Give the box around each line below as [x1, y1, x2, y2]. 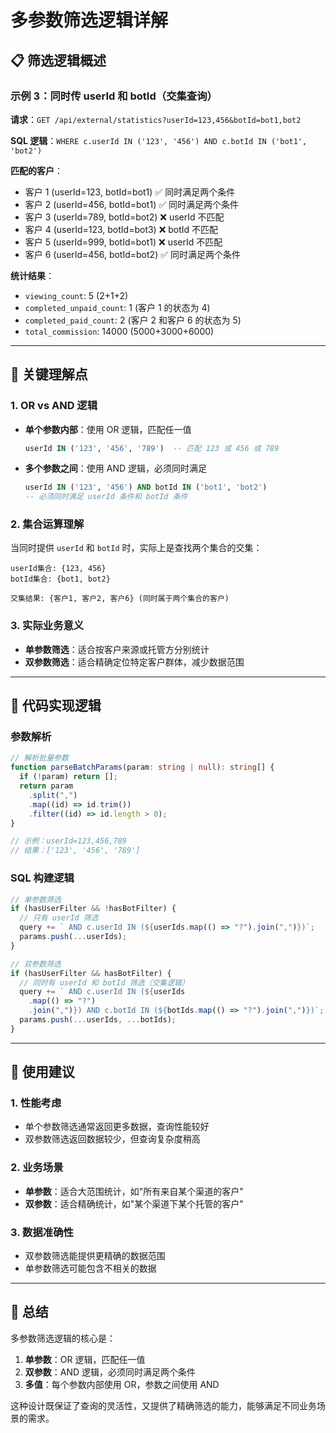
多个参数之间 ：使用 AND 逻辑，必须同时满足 [24, 462, 207, 475]
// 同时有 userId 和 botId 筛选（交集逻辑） [19, 977, 190, 988]
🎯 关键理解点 [10, 366, 88, 383]
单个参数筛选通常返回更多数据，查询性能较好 [24, 1121, 210, 1133]
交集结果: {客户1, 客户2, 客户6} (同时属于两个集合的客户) [10, 594, 230, 604]
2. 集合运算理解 [10, 517, 85, 531]
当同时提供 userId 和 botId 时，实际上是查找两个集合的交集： [10, 542, 263, 554]
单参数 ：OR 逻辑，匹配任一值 [24, 1353, 146, 1365]
